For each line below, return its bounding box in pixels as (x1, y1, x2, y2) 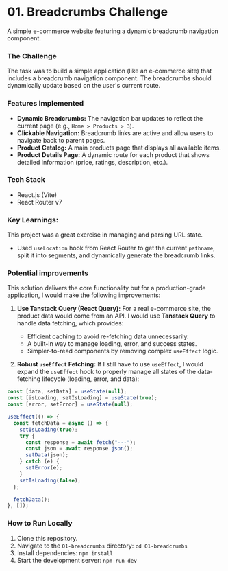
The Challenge (7, 51, 57, 60)
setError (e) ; (25, 465, 63, 471)
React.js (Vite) (16, 190, 57, 199)
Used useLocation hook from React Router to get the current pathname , (16, 244, 216, 253)
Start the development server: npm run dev (16, 556, 137, 564)
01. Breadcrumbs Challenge (7, 4, 168, 20)
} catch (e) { (19, 458, 60, 465)
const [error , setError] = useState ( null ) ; (7, 401, 134, 408)
